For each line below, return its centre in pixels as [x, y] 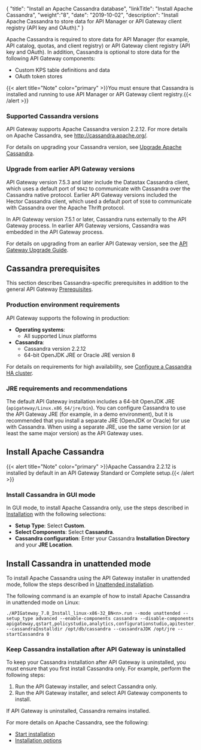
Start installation [35, 734]
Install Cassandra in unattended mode [79, 564]
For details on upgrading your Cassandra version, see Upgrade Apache [94, 147]
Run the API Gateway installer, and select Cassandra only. [86, 687]
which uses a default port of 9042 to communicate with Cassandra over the [98, 189]
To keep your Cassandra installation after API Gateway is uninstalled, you [96, 662]
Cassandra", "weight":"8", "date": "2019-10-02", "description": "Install [92, 15]
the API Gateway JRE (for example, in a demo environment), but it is [90, 414]
